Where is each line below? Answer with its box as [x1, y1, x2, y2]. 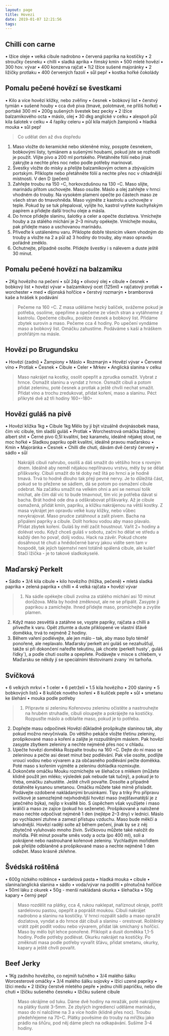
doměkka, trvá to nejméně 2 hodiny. [12, 630, 87, 636]
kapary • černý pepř [5, 892, 48, 898]
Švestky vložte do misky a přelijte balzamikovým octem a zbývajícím [12, 164, 154, 171]
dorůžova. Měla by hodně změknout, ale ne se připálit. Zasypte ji [25, 599, 159, 605]
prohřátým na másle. [17, 330, 61, 337]
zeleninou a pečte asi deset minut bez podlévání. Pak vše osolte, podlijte [12, 752, 163, 758]
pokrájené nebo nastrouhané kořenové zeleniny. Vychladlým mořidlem [12, 837, 159, 843]
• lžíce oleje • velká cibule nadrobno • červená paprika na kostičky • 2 [5, 53, 152, 59]
